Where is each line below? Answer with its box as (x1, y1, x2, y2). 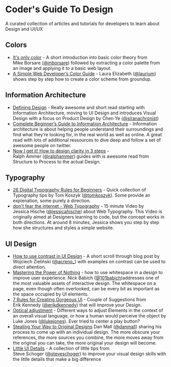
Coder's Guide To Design (5, 4, 113, 15)
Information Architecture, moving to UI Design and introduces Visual (12, 110, 156, 116)
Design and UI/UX (5, 26, 43, 32)
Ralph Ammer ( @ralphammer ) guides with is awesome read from (12, 153, 149, 159)
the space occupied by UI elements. (12, 291, 89, 297)
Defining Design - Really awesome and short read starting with (12, 104, 145, 110)
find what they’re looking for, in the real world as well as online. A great (12, 131, 162, 137)
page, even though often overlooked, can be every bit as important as (12, 286, 160, 292)
